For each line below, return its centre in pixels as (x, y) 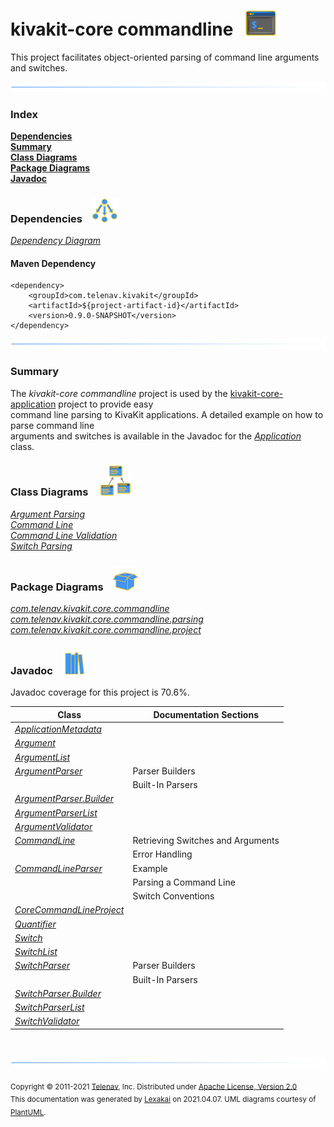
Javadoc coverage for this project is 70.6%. (100, 692)
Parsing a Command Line (184, 882)
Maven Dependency (53, 263)
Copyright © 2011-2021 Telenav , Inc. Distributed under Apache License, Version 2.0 (154, 1086)
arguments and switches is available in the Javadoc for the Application (156, 436)
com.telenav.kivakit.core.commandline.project (106, 630)
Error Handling (162, 854)
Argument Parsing (48, 514)
